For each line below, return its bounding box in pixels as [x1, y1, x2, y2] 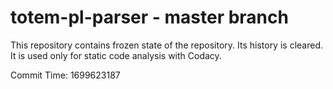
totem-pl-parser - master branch [10, 6, 289, 29]
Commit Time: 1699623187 [10, 69, 121, 81]
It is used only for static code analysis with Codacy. [10, 49, 222, 61]
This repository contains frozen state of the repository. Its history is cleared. [10, 39, 323, 51]
